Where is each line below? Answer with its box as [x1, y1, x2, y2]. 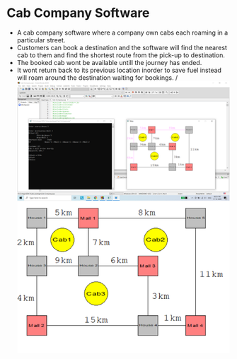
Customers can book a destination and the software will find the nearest [16, 43, 228, 52]
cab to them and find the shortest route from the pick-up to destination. [16, 51, 226, 59]
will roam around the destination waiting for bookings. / [16, 73, 178, 82]
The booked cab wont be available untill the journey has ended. [16, 58, 202, 66]
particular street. [16, 35, 66, 44]
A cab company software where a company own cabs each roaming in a [16, 28, 229, 37]
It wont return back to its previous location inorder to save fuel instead [16, 66, 222, 74]
